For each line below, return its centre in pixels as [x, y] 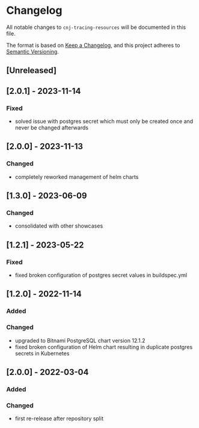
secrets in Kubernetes [42, 353]
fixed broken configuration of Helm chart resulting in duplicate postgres [104, 347]
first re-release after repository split [59, 418]
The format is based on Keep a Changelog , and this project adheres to [93, 45]
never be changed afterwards [52, 128]
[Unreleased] [32, 71]
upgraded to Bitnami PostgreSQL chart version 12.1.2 [80, 340]
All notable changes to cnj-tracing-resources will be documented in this [96, 27]
